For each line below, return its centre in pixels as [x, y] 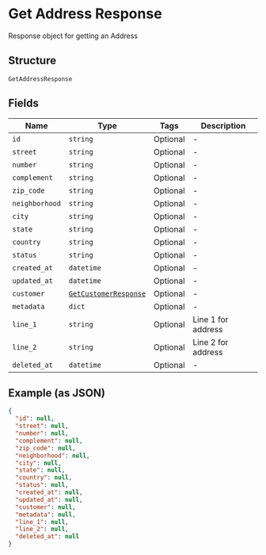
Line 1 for [211, 320]
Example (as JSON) [57, 393]
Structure [32, 61]
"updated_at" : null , [49, 499]
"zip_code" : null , [46, 448]
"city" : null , [38, 463]
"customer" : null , [46, 507]
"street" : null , [42, 426]
